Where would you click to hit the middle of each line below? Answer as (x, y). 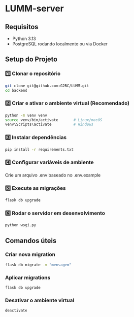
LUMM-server (34, 9)
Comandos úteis (31, 240)
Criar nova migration (30, 254)
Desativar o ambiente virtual (40, 300)
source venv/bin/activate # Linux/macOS (54, 120)
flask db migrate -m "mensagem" (38, 265)
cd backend (16, 90)
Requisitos (22, 27)
